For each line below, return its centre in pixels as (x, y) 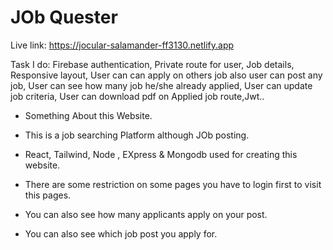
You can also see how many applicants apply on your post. (146, 214)
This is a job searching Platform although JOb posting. (137, 135)
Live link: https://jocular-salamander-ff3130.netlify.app (122, 45)
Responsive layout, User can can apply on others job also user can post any (166, 75)
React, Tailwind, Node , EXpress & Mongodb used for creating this (161, 154)
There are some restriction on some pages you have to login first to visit (173, 184)
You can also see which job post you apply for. (121, 233)
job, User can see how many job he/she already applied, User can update (161, 85)
